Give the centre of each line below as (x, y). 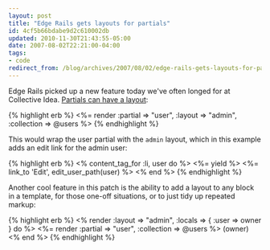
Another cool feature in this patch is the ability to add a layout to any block (131, 187)
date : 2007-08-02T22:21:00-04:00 (64, 46)
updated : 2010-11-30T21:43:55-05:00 (70, 38)
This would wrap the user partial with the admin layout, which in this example (135, 139)
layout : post (30, 16)
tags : (17, 53)
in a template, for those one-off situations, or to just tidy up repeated (122, 196)
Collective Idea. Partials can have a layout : (78, 99)
